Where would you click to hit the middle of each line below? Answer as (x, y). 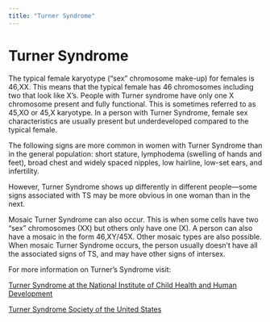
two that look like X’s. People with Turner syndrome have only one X (121, 95)
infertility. (24, 171)
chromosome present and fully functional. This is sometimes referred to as (132, 104)
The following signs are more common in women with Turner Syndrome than (135, 145)
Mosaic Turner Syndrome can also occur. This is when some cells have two (134, 220)
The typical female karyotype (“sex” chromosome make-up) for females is (131, 78)
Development (31, 293)
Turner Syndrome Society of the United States (85, 309)
